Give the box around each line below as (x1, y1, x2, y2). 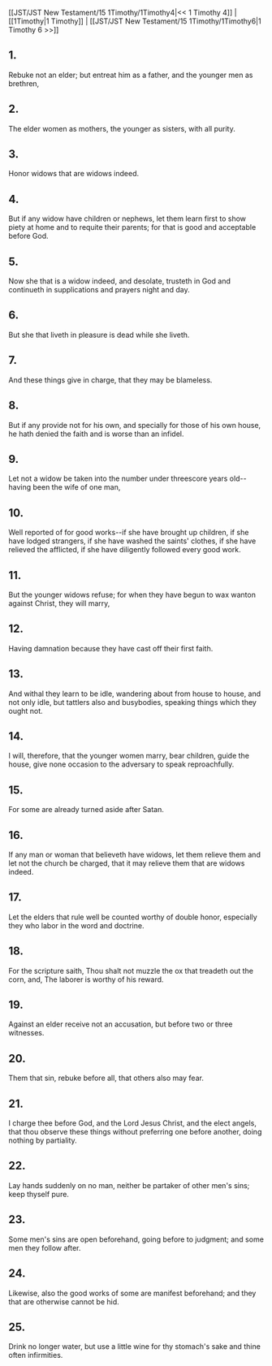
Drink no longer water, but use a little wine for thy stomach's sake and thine (8, 1342, 261, 1351)
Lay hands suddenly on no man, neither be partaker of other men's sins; (8, 1180, 250, 1190)
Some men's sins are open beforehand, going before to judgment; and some (8, 1234, 264, 1244)
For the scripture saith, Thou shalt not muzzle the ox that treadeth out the (8, 966, 254, 975)
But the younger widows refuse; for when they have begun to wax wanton (8, 590, 256, 599)
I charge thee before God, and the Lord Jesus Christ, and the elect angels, (8, 1118, 257, 1128)
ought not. (8, 706, 43, 715)
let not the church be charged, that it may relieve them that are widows (8, 858, 245, 868)
